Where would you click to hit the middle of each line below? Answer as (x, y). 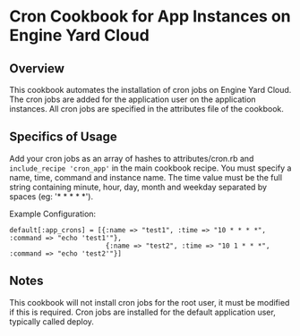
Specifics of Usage (64, 137)
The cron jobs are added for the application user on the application (133, 99)
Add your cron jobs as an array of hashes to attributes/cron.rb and (132, 158)
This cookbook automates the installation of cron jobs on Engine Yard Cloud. (150, 90)
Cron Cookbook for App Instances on (150, 17)
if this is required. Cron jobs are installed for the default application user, (142, 312)
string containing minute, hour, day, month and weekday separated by (138, 187)
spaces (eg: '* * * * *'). (51, 196)
